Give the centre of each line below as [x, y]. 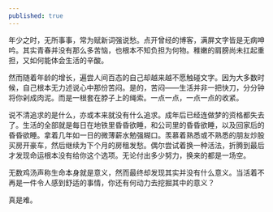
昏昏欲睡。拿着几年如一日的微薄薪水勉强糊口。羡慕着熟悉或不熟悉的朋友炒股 [136, 135]
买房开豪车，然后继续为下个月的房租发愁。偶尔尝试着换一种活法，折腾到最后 [136, 145]
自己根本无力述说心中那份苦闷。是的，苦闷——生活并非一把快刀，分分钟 [143, 87]
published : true [36, 16]
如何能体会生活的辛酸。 [69, 60]
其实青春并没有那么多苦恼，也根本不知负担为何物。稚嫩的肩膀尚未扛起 [140, 50]
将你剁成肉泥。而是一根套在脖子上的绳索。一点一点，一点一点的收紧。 [126, 97]
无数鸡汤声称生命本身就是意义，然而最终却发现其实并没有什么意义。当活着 [133, 172]
